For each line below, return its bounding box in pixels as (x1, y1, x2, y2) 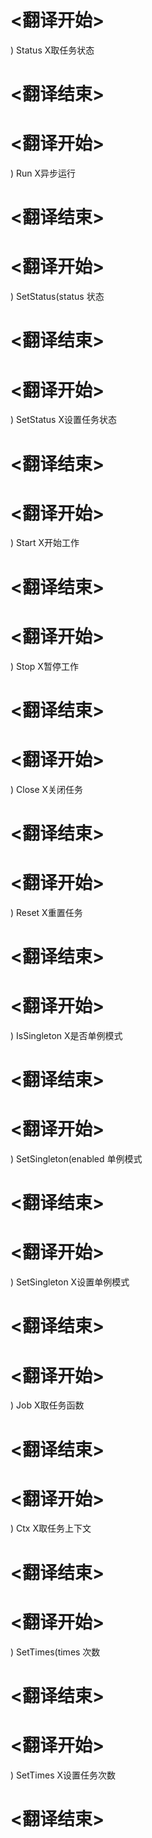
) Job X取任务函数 (10, 1399, 85, 1411)
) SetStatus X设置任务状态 (10, 414, 117, 426)
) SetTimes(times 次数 (10, 1646, 101, 1658)
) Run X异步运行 (10, 167, 77, 180)
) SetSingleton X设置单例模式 (10, 1276, 130, 1288)
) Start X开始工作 (10, 537, 80, 549)
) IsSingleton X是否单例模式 (10, 1029, 123, 1041)
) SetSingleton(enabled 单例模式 (10, 1153, 143, 1165)
